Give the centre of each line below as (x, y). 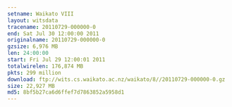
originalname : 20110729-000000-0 (56, 40)
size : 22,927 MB (31, 86)
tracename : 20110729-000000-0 (52, 27)
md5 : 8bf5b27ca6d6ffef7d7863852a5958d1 (66, 92)
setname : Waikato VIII (41, 14)
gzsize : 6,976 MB (33, 46)
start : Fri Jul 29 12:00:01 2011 (56, 60)
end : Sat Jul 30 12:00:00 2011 (53, 33)
